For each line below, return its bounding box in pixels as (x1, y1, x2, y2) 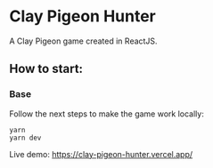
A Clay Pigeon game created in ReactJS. (9, 36, 158, 46)
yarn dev (9, 133, 42, 142)
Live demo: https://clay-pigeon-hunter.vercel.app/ (9, 148, 193, 159)
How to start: (9, 61, 83, 76)
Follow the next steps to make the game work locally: (9, 108, 205, 119)
